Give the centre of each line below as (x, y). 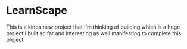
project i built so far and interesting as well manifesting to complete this (94, 33)
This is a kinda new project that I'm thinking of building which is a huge (93, 27)
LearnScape (37, 10)
